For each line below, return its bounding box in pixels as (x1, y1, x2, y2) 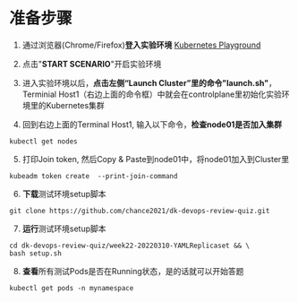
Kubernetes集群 (46, 99, 105, 110)
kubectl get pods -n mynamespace (9, 283, 134, 292)
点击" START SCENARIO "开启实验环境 (21, 58, 162, 69)
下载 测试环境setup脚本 (21, 188, 106, 199)
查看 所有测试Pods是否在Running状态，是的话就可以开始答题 (21, 265, 244, 276)
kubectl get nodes (9, 136, 78, 146)
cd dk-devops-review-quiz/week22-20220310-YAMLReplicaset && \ (9, 241, 251, 250)
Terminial (21, 89, 56, 99)
